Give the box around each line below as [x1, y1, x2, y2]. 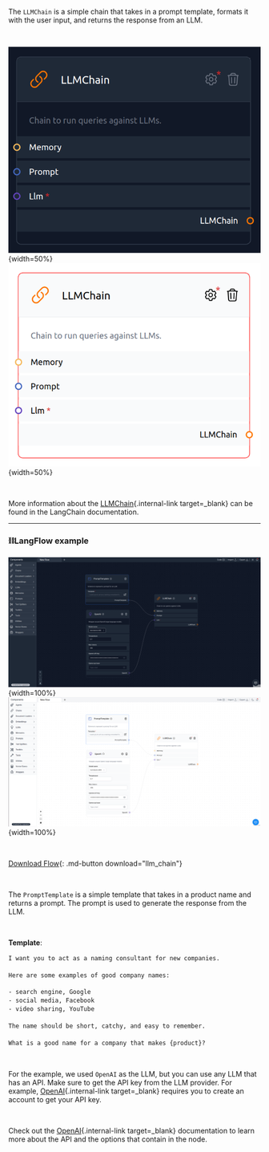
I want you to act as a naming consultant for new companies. [8, 954, 220, 962]
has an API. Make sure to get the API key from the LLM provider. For [8, 1077, 232, 1087]
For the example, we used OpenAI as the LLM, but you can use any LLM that [8, 1069, 258, 1078]
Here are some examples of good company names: [8, 971, 171, 980]
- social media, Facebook [8, 996, 94, 1005]
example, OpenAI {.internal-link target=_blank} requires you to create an [8, 1086, 244, 1096]
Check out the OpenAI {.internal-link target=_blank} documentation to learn [8, 1126, 255, 1135]
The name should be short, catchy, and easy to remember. [8, 1022, 206, 1030]
